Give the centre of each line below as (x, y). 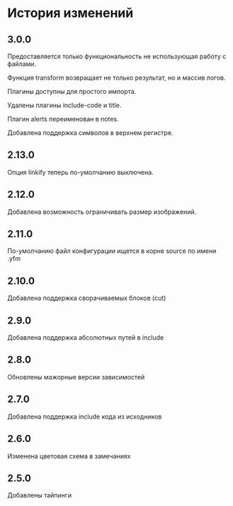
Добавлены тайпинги (40, 495)
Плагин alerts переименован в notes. (63, 119)
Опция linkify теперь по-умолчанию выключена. (80, 172)
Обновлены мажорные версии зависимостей (76, 377)
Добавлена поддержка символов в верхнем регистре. (90, 133)
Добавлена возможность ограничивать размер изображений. (102, 212)
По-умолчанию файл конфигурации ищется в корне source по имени (112, 251)
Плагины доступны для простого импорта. (72, 91)
